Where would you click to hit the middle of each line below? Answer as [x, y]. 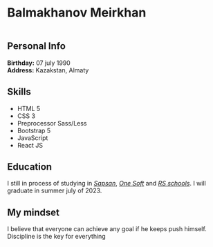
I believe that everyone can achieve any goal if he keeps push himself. [107, 229]
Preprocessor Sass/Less [52, 123]
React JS [30, 145]
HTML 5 [29, 108]
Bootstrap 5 [34, 130]
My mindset [34, 212]
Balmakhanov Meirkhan [77, 13]
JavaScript [33, 138]
